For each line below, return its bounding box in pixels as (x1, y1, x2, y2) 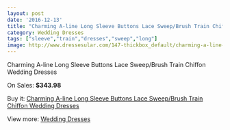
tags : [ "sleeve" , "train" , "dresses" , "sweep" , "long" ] (7, 36, 157, 42)
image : (7, 42, 26, 49)
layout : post (7, 10, 44, 17)
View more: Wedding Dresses (7, 115, 91, 123)
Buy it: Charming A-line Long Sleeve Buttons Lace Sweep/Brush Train (7, 94, 203, 103)
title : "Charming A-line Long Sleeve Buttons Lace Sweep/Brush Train (7, 23, 210, 29)
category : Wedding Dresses (7, 29, 84, 36)
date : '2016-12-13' (7, 16, 63, 23)
